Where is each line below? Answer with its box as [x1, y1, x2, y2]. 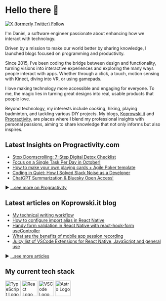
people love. [5, 96, 31, 102]
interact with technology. [5, 36, 56, 42]
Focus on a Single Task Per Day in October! [12, 159, 101, 165]
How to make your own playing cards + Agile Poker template [12, 164, 136, 170]
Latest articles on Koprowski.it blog [5, 199, 117, 207]
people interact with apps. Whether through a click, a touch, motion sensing [5, 70, 160, 76]
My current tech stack [5, 267, 75, 276]
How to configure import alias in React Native [12, 217, 105, 223]
